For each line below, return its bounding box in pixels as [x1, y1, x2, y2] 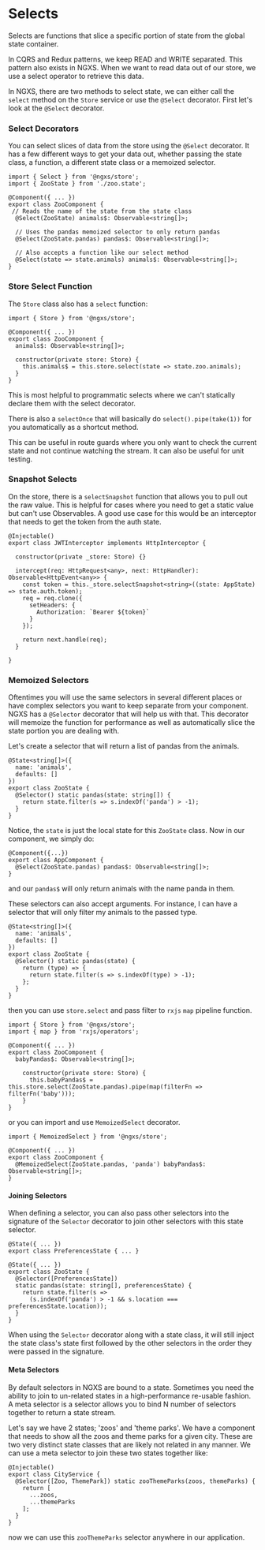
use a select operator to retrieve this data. [8, 71, 144, 80]
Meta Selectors [8, 1365, 60, 1374]
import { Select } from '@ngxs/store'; [8, 173, 140, 181]
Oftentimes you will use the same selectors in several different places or [8, 693, 243, 702]
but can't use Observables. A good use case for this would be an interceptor [8, 508, 256, 517]
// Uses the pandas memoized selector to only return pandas [15, 228, 221, 237]
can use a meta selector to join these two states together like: [8, 1448, 208, 1458]
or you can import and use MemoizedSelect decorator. [8, 1118, 181, 1127]
